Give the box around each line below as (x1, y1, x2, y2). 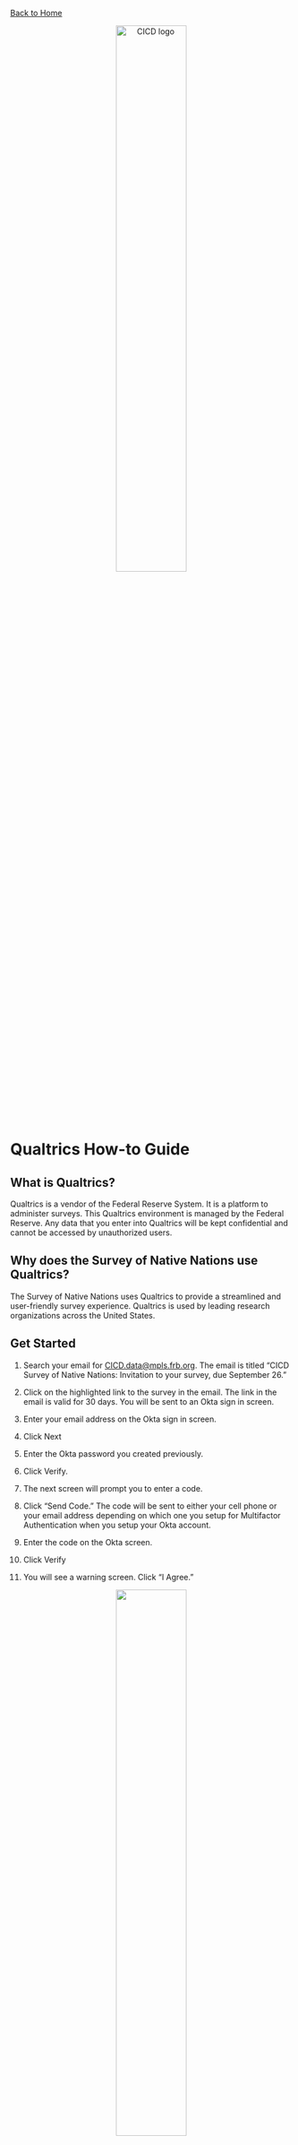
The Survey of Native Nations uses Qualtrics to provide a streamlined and (10, 1291, 281, 1302)
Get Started (10, 1336, 76, 1352)
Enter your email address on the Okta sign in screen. (22, 1414, 217, 1424)
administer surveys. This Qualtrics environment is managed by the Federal (10, 1208, 285, 1218)
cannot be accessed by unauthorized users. (10, 1227, 173, 1238)
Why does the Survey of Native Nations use (10, 1253, 259, 1268)
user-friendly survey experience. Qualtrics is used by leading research (10, 1300, 270, 1311)
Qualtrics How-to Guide (10, 1139, 191, 1160)
